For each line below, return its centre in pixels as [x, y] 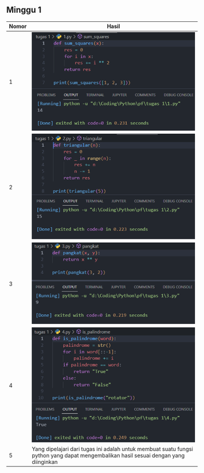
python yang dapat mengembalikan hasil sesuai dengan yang [108, 455]
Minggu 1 [24, 10]
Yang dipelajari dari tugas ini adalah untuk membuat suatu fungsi [112, 449]
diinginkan [45, 461]
